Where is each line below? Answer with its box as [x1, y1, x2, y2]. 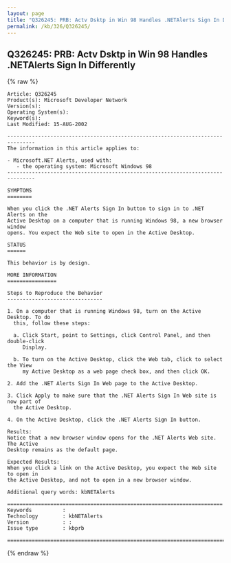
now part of [7, 398, 41, 405]
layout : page [7, 10, 45, 17]
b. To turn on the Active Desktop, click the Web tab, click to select [13, 356, 223, 363]
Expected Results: [7, 459, 60, 466]
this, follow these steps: [13, 320, 91, 327]
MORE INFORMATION [7, 272, 57, 279]
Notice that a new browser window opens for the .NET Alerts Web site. [7, 435, 217, 442]
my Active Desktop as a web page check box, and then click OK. [22, 368, 211, 376]
